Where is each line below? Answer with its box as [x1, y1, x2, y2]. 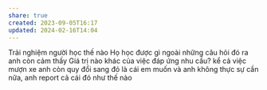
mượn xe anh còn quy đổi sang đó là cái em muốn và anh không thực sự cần [8, 65, 259, 74]
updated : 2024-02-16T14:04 [8, 26, 98, 34]
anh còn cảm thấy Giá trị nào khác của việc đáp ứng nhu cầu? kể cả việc [8, 56, 247, 66]
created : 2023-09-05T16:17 [8, 19, 98, 27]
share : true [8, 11, 48, 20]
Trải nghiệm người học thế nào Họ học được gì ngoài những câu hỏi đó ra [8, 48, 249, 58]
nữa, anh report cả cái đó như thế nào [8, 73, 133, 83]
